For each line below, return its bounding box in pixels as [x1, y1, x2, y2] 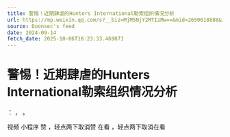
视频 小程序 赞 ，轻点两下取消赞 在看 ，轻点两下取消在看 [7, 123, 166, 131]
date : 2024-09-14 [7, 29, 57, 36]
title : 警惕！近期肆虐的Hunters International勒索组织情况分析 [7, 10, 175, 17]
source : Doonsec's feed [7, 23, 75, 29]
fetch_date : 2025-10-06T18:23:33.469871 [7, 36, 125, 42]
